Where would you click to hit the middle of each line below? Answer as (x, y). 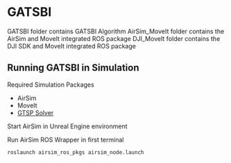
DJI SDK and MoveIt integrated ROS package (72, 46)
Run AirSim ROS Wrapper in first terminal (66, 139)
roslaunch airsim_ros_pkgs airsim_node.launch (76, 152)
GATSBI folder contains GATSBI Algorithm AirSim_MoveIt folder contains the (116, 31)
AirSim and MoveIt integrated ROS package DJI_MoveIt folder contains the (114, 38)
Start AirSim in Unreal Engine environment (67, 126)
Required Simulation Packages (51, 85)
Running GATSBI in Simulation (73, 68)
